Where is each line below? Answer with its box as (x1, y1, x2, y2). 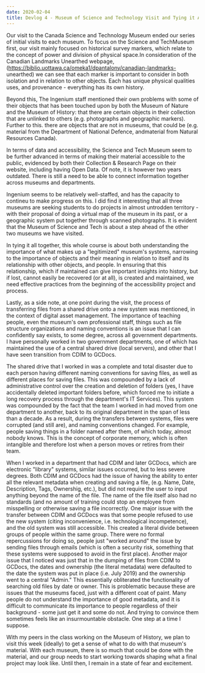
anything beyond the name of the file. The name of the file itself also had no (6, 491, 197, 499)
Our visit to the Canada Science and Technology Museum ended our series (6, 31, 195, 39)
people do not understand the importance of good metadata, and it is (6, 595, 181, 603)
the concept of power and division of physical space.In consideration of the (6, 51, 196, 58)
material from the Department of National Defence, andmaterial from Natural (6, 128, 198, 135)
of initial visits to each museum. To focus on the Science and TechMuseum (6, 38, 195, 45)
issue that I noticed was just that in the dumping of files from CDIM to (6, 556, 181, 563)
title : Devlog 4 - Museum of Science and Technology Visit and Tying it (6, 15, 195, 21)
